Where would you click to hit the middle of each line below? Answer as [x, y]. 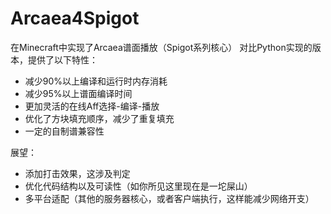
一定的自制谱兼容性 [64, 131]
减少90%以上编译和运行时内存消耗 [96, 81]
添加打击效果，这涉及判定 [77, 173]
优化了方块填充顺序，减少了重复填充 [99, 118]
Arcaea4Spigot [75, 18]
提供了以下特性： [62, 59]
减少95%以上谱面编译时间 [78, 93]
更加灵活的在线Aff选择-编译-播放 [92, 106]
